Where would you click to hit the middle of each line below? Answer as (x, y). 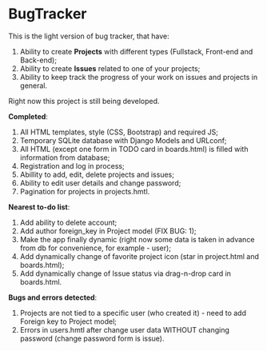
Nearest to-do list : (39, 207)
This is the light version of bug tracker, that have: (89, 36)
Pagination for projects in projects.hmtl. (85, 191)
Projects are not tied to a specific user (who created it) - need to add (133, 313)
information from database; (65, 158)
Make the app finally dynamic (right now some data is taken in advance (137, 239)
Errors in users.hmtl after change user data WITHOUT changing (125, 329)
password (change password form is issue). (92, 338)
